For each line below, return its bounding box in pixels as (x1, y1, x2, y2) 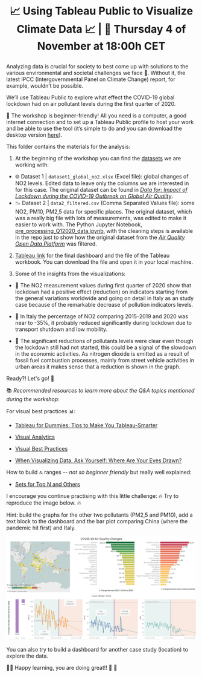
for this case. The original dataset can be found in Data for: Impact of (14, 186, 188, 194)
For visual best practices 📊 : (6, 408, 76, 415)
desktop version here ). (6, 131, 63, 139)
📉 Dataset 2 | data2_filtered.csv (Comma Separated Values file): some (14, 200, 195, 207)
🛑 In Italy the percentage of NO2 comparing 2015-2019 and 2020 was (14, 313, 189, 320)
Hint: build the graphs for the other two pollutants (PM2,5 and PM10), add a (6, 511, 193, 518)
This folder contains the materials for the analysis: (6, 143, 131, 151)
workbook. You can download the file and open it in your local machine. (14, 258, 193, 266)
